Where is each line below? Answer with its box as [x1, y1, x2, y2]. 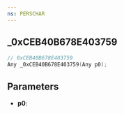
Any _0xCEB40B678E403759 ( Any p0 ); [7, 61, 108, 69]
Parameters [7, 80, 59, 92]
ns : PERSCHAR [7, 10, 45, 17]
